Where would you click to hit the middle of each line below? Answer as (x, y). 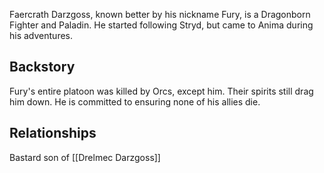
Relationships (53, 133)
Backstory (42, 67)
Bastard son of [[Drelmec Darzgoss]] (85, 157)
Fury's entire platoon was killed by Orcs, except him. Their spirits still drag (161, 91)
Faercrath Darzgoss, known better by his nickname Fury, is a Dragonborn (160, 14)
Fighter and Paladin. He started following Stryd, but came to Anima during (161, 25)
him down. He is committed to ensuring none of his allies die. (135, 101)
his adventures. (41, 35)
